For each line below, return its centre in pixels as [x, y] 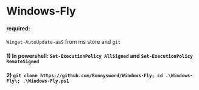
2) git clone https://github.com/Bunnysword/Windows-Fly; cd [85, 75]
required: [18, 28]
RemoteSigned [23, 61]
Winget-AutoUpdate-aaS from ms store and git [64, 42]
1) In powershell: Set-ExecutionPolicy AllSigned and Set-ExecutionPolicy [100, 55]
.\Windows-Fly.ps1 [46, 81]
